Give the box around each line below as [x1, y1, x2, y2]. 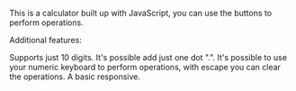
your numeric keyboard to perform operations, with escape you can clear [9, 62, 282, 72]
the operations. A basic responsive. [9, 71, 141, 82]
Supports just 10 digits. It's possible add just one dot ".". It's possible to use [9, 52, 288, 62]
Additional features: [9, 35, 83, 45]
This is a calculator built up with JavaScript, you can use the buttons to [9, 8, 273, 18]
